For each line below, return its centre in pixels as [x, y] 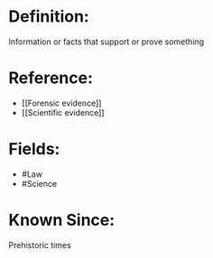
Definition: [49, 17]
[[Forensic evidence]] [61, 103]
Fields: [34, 149]
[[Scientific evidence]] [63, 112]
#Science [39, 183]
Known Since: [62, 220]
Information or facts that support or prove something [106, 41]
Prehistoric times [40, 244]
